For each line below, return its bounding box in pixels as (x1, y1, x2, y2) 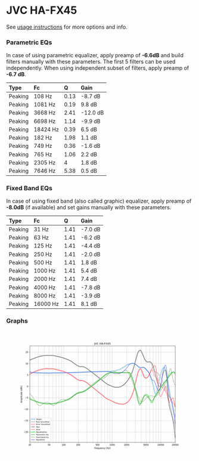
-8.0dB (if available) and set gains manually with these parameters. (6, 204, 172, 211)
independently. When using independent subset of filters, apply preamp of (6, 64, 189, 72)
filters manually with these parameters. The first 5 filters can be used (6, 58, 176, 66)
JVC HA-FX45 (6, 4, 77, 17)
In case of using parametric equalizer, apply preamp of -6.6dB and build (6, 52, 184, 59)
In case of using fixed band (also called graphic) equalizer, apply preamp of (6, 197, 192, 205)
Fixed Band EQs (6, 184, 52, 192)
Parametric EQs (6, 38, 52, 47)
